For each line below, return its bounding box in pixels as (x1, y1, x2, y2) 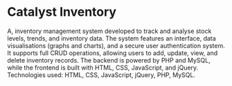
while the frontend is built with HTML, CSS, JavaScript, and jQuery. (7, 63, 199, 72)
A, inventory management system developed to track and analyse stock (7, 27, 212, 35)
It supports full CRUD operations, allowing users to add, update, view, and (7, 49, 218, 57)
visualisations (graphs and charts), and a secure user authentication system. (7, 41, 225, 50)
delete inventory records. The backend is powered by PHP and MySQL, (7, 56, 211, 64)
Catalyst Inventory (7, 4, 116, 20)
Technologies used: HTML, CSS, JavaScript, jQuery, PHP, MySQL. (7, 70, 196, 79)
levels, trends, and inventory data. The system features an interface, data (7, 34, 216, 42)
